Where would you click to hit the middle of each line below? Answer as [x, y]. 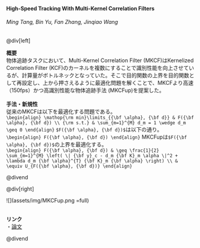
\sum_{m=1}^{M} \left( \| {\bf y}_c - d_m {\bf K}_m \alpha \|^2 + [92, 155]
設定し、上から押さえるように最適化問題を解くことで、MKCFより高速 [107, 82]
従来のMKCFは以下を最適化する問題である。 [61, 111]
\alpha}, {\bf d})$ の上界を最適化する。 [57, 144]
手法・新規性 [22, 104]
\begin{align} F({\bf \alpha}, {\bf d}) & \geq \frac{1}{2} [83, 150]
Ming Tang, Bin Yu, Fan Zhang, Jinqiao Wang [62, 22]
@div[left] [19, 40]
